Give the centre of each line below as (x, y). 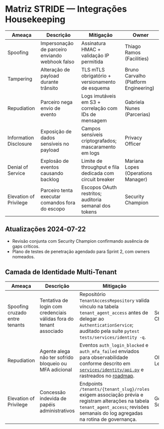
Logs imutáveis (99, 96)
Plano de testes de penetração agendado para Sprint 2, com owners (81, 252)
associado (51, 331)
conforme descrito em (105, 363)
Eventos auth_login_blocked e (114, 345)
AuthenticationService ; (106, 325)
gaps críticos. (26, 246)
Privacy (133, 137)
